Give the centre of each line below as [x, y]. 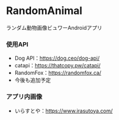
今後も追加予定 [33, 80]
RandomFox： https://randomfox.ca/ [58, 73]
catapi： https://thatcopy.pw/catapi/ [57, 66]
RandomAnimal [44, 11]
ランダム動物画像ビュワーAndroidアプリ [54, 28]
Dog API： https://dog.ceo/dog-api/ [57, 58]
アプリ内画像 [24, 97]
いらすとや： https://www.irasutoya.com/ [64, 111]
